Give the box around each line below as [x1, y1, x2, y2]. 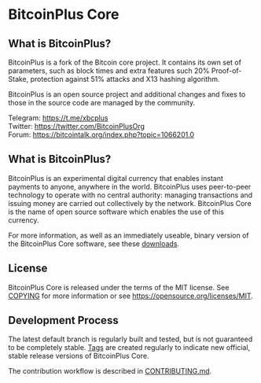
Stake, [8, 75, 29, 83]
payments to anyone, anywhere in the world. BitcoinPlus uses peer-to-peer [8, 182, 252, 191]
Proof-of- [211, 66, 242, 75]
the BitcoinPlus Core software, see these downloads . [8, 238, 179, 249]
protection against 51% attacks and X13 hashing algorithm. [30, 75, 220, 83]
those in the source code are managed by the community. [8, 98, 196, 107]
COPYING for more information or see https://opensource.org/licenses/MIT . [8, 291, 254, 300]
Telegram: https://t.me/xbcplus [8, 113, 108, 123]
